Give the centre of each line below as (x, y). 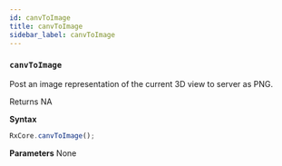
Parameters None (43, 153)
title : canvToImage (46, 26)
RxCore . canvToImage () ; (52, 136)
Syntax (23, 119)
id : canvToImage (40, 18)
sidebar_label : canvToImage (63, 34)
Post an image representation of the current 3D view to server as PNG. (141, 83)
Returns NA (31, 102)
